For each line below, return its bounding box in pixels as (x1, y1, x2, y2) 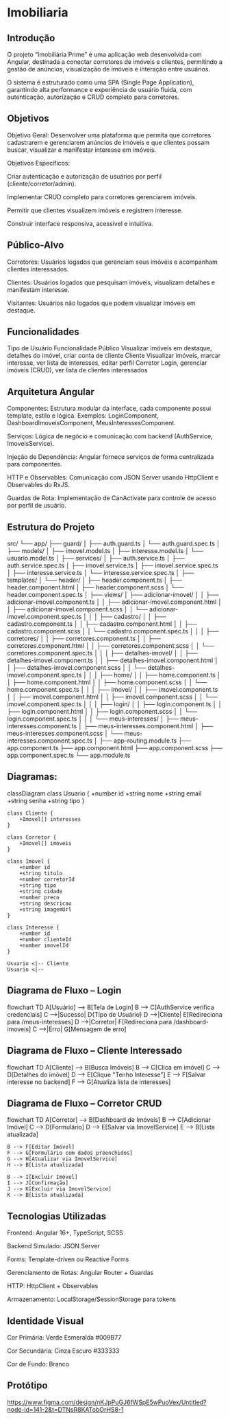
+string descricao (19, 900, 72, 907)
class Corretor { (7, 833, 57, 841)
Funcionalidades (7, 326, 80, 338)
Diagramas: (7, 771, 57, 782)
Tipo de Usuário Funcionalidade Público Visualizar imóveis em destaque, (7, 344, 212, 352)
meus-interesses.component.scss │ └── (7, 730, 123, 738)
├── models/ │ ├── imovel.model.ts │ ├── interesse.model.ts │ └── (7, 547, 204, 555)
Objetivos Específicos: (7, 159, 71, 167)
